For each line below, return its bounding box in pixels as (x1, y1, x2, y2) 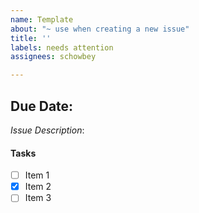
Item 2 (24, 181, 52, 193)
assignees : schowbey (10, 52, 97, 62)
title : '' (10, 33, 52, 43)
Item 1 (24, 169, 50, 181)
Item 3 (24, 192, 52, 204)
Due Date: (10, 97, 74, 115)
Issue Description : (10, 124, 85, 136)
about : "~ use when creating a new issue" (10, 24, 190, 34)
